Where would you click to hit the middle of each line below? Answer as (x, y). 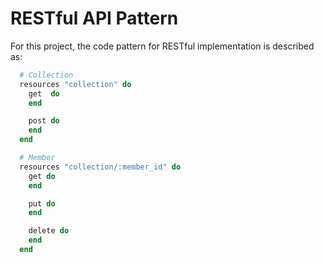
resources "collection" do (75, 84)
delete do (49, 231)
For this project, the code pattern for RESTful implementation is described (162, 46)
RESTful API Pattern (94, 18)
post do (44, 121)
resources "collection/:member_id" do (100, 167)
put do (42, 203)
